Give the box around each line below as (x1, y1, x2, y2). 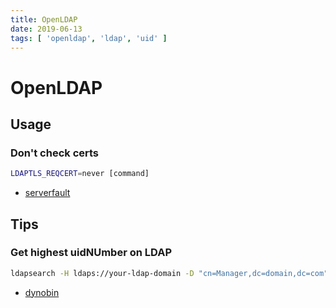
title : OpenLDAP (10, 14, 78, 25)
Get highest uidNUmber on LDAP (10, 246, 172, 260)
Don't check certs (10, 146, 100, 160)
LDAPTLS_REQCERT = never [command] (10, 169, 150, 179)
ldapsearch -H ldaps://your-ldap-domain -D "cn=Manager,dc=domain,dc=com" (10, 268, 329, 278)
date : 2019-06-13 (10, 24, 83, 34)
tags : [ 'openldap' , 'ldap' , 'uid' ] (10, 33, 168, 43)
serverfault (24, 187, 71, 199)
